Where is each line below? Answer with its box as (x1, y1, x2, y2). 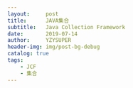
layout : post (7, 10, 59, 18)
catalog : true (7, 50, 50, 57)
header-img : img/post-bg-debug (7, 43, 100, 50)
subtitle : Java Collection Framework (7, 23, 126, 31)
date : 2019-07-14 (7, 30, 78, 38)
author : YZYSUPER (7, 37, 72, 44)
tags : (7, 57, 23, 64)
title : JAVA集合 (7, 17, 70, 24)
